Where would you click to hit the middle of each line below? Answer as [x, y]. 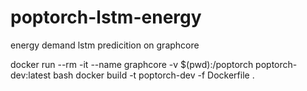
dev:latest [31, 75]
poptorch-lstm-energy [106, 17]
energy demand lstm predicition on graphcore [105, 45]
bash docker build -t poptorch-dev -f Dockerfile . [154, 75]
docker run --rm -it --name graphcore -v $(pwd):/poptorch [132, 64]
